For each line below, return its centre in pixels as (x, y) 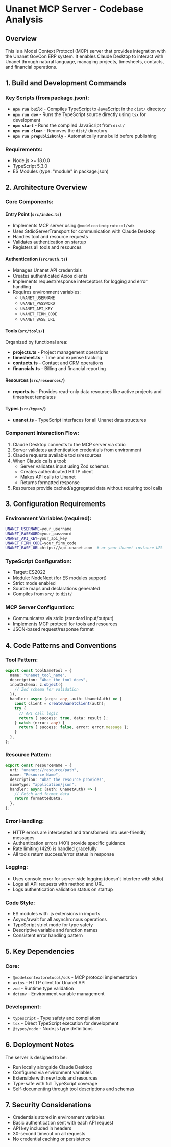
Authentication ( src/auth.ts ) (36, 259)
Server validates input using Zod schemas (64, 466)
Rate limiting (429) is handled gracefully (55, 848)
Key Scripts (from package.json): (47, 98)
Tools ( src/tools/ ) (25, 331)
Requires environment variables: (46, 292)
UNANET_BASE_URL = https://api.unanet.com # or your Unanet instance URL (84, 548)
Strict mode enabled (34, 583)
